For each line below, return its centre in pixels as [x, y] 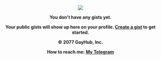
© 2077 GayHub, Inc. [80, 42]
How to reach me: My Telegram [80, 52]
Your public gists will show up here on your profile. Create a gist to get [80, 27]
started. [80, 32]
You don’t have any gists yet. [80, 17]
